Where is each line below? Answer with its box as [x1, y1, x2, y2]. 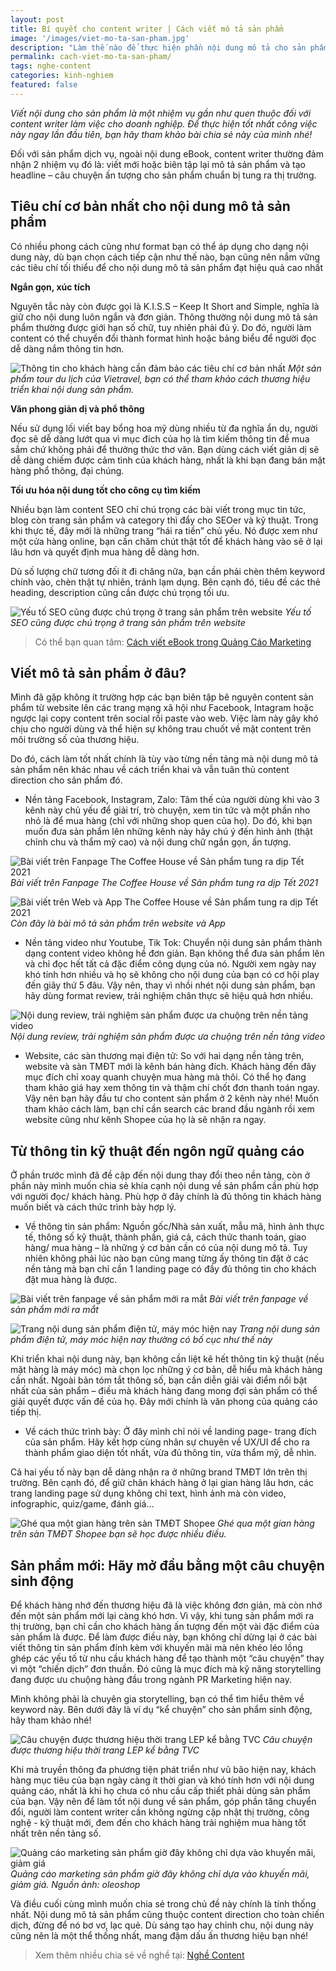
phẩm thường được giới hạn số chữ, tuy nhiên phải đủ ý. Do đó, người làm [10, 321, 312, 333]
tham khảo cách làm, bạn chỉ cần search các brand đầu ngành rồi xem [24, 1103, 315, 1115]
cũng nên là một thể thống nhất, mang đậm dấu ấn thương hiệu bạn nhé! [10, 1930, 309, 1941]
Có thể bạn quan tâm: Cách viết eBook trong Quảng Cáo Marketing [34, 636, 312, 648]
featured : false [10, 80, 78, 90]
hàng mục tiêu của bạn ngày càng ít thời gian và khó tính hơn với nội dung [10, 1774, 315, 1786]
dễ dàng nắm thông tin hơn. [10, 342, 125, 355]
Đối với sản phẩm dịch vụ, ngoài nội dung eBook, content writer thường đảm [10, 147, 324, 160]
